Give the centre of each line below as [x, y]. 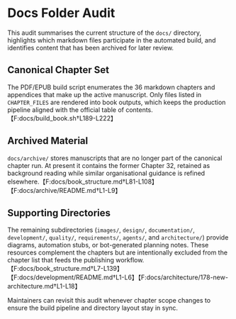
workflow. [130, 260]
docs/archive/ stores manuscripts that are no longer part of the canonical [115, 158]
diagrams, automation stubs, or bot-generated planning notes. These [108, 245]
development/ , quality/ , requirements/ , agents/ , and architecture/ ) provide [118, 237]
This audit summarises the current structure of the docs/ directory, [105, 33]
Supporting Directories [59, 213]
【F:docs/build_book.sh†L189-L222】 [62, 118]
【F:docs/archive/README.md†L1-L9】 [64, 190]
